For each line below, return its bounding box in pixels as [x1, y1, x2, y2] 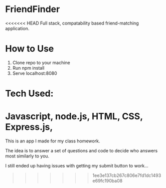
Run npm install [12, 65, 45, 71]
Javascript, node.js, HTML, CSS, [5, 111, 143, 122]
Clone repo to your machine [12, 59, 70, 66]
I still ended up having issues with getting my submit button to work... [5, 163, 149, 168]
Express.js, [5, 121, 53, 133]
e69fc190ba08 [92, 178, 123, 183]
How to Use [5, 43, 54, 55]
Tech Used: [5, 88, 54, 99]
